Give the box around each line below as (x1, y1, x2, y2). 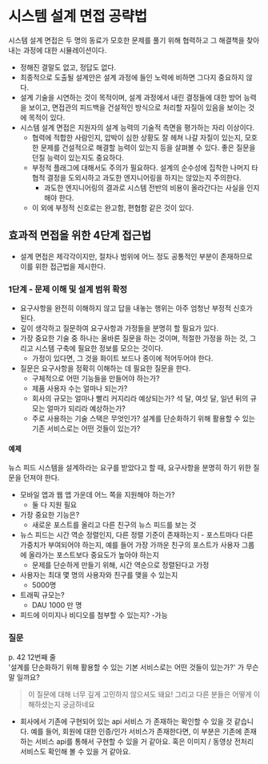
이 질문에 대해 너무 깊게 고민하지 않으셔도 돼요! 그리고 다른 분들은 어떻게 (27, 689, 252, 699)
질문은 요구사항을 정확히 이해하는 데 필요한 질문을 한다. (19, 364, 191, 373)
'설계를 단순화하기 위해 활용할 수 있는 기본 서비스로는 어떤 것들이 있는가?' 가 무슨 (8, 662, 259, 672)
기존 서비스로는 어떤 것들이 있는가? (31, 424, 141, 433)
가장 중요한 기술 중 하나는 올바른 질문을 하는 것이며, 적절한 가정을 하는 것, (19, 334, 248, 343)
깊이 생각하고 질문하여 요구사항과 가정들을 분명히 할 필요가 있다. (19, 323, 218, 333)
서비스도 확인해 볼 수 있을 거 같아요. (19, 746, 131, 756)
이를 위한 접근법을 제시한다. (19, 262, 106, 271)
